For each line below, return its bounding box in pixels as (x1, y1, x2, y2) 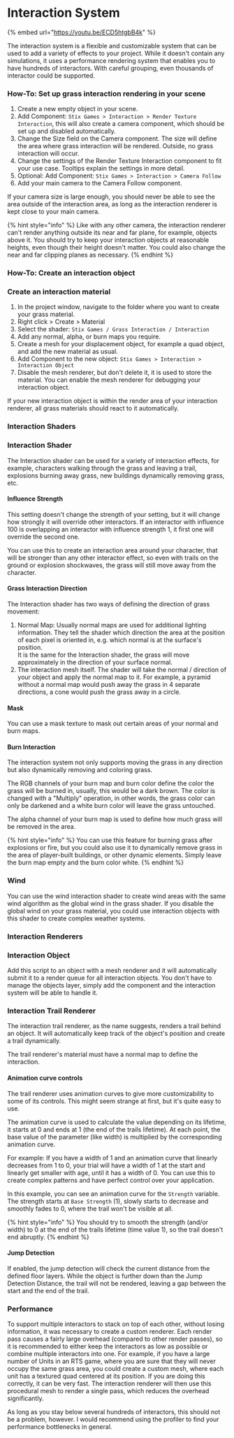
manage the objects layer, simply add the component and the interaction (7, 981, 216, 989)
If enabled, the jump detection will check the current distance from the (7, 1264, 210, 1272)
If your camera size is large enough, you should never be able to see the (7, 192, 215, 201)
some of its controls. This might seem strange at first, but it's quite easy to (7, 1097, 221, 1105)
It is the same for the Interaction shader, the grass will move (17, 650, 190, 659)
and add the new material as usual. (17, 348, 119, 356)
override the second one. (7, 532, 80, 541)
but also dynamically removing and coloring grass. (7, 766, 152, 774)
